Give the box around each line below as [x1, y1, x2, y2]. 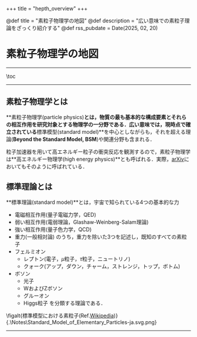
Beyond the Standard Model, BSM [13, 136, 97, 143]
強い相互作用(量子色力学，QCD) [14, 226, 92, 233]
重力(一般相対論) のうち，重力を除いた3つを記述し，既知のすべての [14, 233, 177, 240]
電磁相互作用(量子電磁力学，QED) [14, 211, 97, 218]
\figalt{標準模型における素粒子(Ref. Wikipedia [6, 312, 114, 319]
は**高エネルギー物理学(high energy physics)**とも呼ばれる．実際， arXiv [6, 156, 185, 163]
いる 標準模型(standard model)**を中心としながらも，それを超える [26, 128, 186, 135]
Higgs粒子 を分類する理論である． [23, 299, 106, 306]
